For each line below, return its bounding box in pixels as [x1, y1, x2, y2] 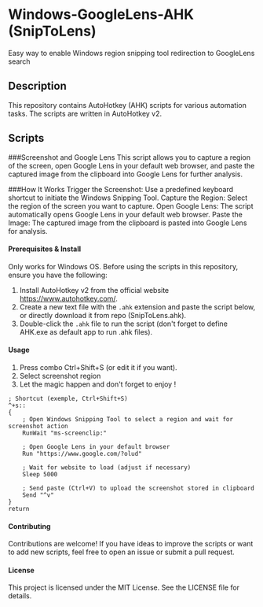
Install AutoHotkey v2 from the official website [19, 285, 170, 294]
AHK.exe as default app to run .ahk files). [19, 327, 153, 336]
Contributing [8, 521, 51, 531]
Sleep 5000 [22, 470, 58, 478]
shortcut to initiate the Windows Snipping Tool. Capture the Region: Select [8, 193, 248, 202]
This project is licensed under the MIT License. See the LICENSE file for [8, 583, 240, 592]
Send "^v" [22, 490, 55, 499]
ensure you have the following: [8, 270, 108, 279]
